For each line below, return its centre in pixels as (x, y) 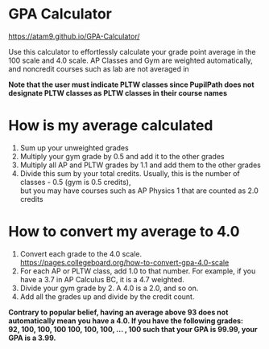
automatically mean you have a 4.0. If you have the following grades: (126, 320)
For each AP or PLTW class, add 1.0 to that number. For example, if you (138, 271)
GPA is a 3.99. (32, 338)
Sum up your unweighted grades (74, 148)
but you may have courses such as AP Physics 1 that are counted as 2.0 (139, 191)
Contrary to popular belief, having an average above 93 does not (118, 312)
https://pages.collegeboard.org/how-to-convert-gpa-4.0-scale (124, 262)
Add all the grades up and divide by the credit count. (107, 296)
